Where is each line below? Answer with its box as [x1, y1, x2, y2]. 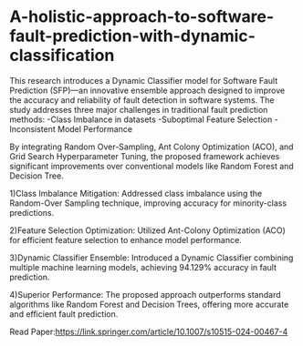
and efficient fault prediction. [9, 308, 119, 320]
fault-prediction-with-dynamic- [9, 25, 256, 46]
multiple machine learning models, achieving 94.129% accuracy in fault [9, 261, 277, 272]
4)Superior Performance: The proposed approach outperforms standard [9, 289, 281, 300]
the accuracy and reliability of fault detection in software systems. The [9, 94, 275, 106]
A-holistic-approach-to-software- [9, 6, 275, 27]
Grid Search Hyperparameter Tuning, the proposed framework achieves [9, 150, 280, 161]
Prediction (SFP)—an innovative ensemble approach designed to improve [9, 85, 286, 96]
